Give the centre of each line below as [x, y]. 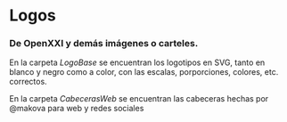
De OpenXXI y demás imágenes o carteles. [104, 44]
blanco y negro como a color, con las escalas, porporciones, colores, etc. [144, 72]
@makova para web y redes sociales [77, 109]
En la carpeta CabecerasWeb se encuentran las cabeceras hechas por [139, 99]
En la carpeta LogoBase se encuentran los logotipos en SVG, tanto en [137, 62]
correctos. [28, 82]
